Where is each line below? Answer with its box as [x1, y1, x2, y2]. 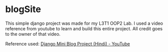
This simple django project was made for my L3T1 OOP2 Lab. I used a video [5, 20, 163, 26]
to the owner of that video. [5, 31, 61, 37]
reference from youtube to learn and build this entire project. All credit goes [5, 25, 163, 31]
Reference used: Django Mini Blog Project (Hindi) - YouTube [5, 40, 130, 46]
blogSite [5, 4, 41, 15]
